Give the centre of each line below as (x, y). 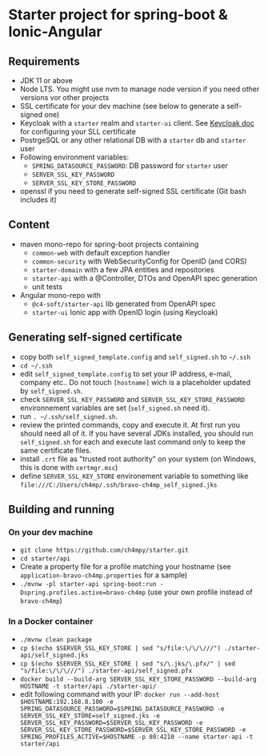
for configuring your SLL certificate (78, 131)
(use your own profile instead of (200, 592)
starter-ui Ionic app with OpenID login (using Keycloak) (125, 312)
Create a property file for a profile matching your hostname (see (126, 567)
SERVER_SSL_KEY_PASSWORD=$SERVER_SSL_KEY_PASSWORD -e (111, 722)
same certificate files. (56, 450)
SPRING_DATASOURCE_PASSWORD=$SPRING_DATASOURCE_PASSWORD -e (122, 709)
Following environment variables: (74, 157)
